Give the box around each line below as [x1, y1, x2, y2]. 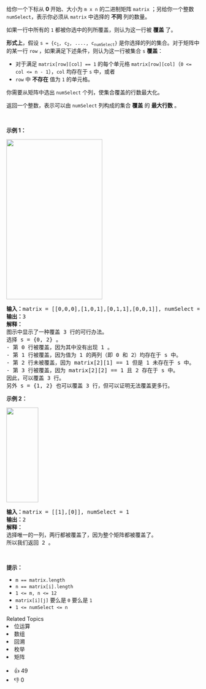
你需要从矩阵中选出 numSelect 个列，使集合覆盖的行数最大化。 [6, 88, 164, 96]
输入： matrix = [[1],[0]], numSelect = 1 [6, 508, 130, 516]
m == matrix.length [15, 577, 66, 583]
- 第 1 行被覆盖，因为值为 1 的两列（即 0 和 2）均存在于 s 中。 [6, 352, 182, 359]
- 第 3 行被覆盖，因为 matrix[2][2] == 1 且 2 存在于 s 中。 [6, 367, 179, 374]
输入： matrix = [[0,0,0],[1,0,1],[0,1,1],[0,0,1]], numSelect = [6, 306, 200, 313]
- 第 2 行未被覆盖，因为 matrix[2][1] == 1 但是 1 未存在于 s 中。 [6, 359, 195, 367]
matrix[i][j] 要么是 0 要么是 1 [15, 596, 93, 604]
